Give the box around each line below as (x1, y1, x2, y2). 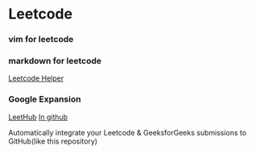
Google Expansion (8, 94, 82, 105)
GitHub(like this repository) (8, 136, 98, 146)
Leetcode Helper (8, 73, 64, 83)
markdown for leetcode (8, 56, 102, 67)
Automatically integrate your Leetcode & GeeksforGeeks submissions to (8, 127, 247, 137)
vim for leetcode (8, 34, 74, 45)
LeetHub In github (8, 112, 68, 122)
